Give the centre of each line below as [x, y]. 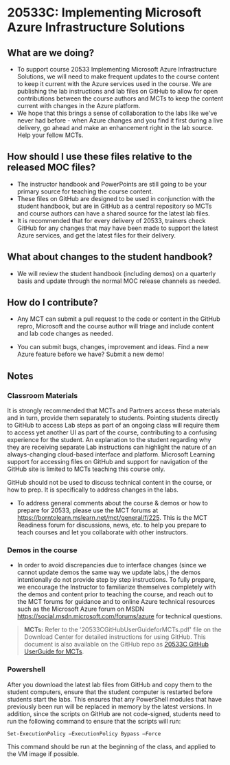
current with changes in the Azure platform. [79, 106]
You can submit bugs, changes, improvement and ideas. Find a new [113, 347]
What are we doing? [51, 53]
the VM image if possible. [43, 754]
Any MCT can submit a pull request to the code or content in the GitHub [118, 319]
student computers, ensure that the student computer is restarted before [110, 692]
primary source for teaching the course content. [85, 191]
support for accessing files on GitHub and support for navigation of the [107, 462]
